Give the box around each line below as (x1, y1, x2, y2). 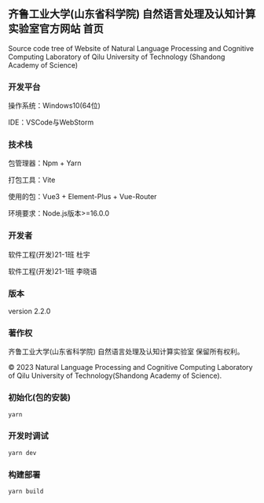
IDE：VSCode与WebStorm (8, 117, 94, 128)
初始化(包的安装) (8, 392, 71, 403)
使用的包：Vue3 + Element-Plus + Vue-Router (8, 192, 157, 202)
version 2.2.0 (8, 306, 51, 316)
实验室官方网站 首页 (8, 22, 104, 35)
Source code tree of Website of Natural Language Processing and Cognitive (8, 43, 254, 53)
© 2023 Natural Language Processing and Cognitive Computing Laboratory (8, 363, 253, 372)
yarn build (8, 487, 44, 495)
